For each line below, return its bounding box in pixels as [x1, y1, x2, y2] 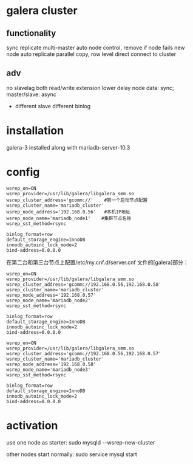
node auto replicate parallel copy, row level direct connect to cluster [6, 50, 177, 58]
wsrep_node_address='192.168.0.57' [6, 292, 96, 298]
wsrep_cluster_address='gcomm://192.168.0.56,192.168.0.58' [6, 281, 162, 288]
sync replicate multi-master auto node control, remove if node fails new [6, 44, 185, 51]
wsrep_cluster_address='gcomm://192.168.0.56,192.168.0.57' [6, 350, 162, 356]
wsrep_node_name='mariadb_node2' [6, 297, 91, 303]
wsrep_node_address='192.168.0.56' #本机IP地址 [6, 209, 130, 215]
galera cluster [6, 4, 78, 18]
